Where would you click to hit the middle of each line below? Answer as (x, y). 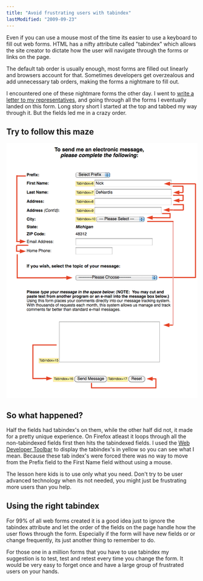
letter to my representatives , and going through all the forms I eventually (96, 100)
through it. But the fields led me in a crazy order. (67, 113)
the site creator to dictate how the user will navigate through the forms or (98, 50)
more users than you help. (39, 487)
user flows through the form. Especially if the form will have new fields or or (101, 534)
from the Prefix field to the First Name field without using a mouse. (89, 462)
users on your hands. (33, 571)
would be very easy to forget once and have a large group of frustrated (95, 565)
